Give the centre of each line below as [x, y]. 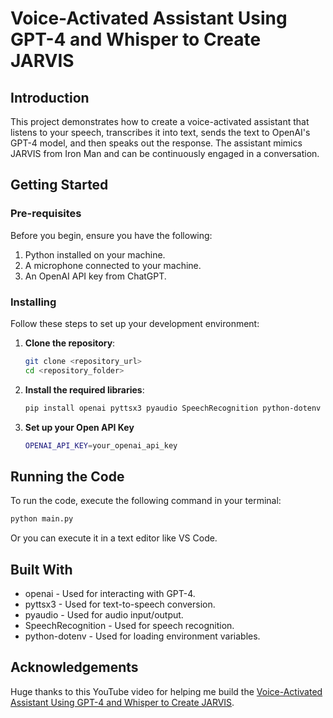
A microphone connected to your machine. [113, 265]
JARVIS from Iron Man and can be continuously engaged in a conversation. [165, 153]
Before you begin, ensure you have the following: [111, 235]
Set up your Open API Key [79, 427]
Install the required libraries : [84, 389]
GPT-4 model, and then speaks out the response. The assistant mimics [156, 143]
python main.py [42, 519]
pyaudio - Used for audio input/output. [104, 614]
